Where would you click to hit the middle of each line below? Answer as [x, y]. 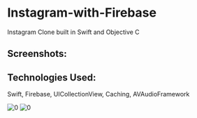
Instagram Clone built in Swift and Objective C [73, 32]
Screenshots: [37, 54]
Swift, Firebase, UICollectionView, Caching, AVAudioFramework [98, 94]
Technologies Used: [52, 77]
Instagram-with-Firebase [82, 13]
